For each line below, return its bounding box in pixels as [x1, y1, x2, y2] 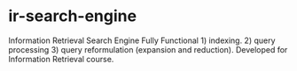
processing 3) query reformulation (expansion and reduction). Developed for [8, 44, 288, 54]
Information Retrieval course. [8, 53, 114, 64]
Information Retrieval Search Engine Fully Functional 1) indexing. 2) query [8, 35, 276, 46]
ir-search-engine [8, 6, 137, 26]
